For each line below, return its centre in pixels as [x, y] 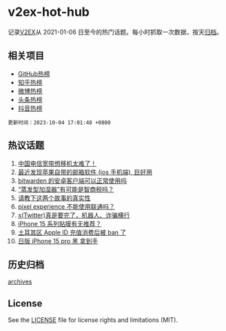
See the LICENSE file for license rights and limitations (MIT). [93, 320]
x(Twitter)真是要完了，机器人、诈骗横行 [74, 215]
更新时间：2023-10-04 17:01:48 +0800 [59, 122]
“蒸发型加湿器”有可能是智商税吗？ [66, 189]
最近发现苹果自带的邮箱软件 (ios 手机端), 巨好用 [85, 172]
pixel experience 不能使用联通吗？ [66, 206]
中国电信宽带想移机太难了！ [57, 163]
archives [20, 282]
